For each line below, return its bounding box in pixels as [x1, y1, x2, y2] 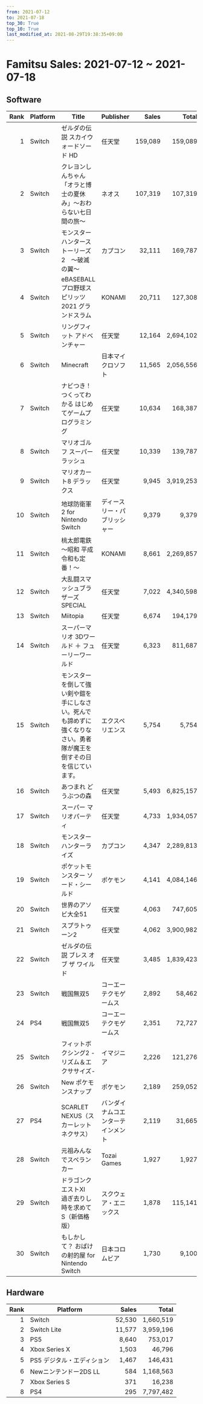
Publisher [101, 113, 130, 121]
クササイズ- [61, 1067, 95, 1075]
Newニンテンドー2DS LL [30, 1367, 100, 1375]
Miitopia [61, 612, 84, 620]
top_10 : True [6, 25, 39, 32]
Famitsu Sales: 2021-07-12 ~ [6, 58, 153, 72]
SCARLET [61, 1103, 89, 1112]
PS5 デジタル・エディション [30, 1356, 110, 1365]
